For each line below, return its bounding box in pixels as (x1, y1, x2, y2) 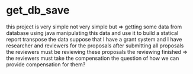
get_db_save (6, 4, 70, 17)
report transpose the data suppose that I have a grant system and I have (6, 36, 182, 43)
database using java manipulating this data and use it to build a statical (6, 29, 179, 36)
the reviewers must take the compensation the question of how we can (6, 54, 179, 62)
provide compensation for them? (6, 60, 86, 68)
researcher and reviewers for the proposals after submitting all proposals (6, 42, 184, 49)
